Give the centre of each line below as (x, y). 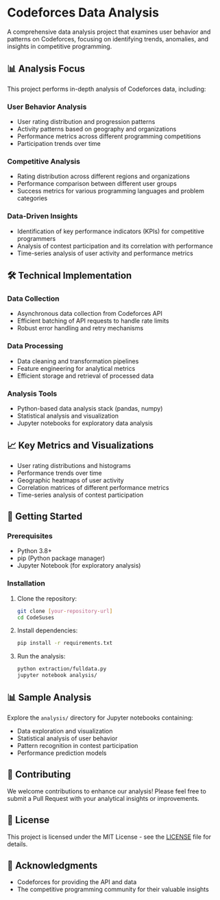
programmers (36, 238)
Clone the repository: (47, 598)
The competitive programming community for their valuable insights (113, 890)
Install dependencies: (47, 630)
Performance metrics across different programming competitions (109, 136)
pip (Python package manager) (61, 558)
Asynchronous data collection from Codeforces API (89, 314)
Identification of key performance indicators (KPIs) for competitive (110, 231)
